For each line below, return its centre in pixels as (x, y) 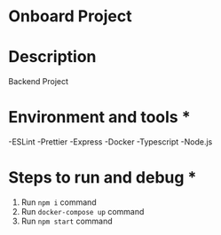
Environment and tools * (100, 117)
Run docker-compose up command (83, 211)
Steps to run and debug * (103, 178)
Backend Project (38, 82)
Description (52, 57)
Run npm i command (59, 202)
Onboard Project (70, 16)
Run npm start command (67, 221)
